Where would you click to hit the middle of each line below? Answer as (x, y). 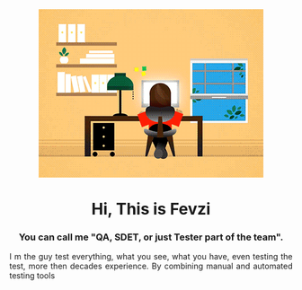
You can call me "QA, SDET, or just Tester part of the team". (151, 237)
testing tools (32, 276)
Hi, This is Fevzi (151, 209)
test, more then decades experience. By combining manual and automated (151, 266)
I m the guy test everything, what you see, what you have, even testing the (151, 257)
